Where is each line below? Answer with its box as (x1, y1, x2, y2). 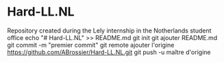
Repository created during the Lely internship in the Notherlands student (7, 26, 212, 35)
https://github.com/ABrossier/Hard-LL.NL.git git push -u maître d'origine (7, 48, 211, 56)
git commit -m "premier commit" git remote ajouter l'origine (7, 41, 175, 49)
